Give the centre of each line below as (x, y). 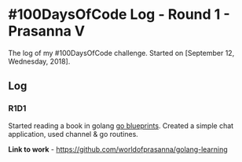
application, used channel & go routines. (73, 134)
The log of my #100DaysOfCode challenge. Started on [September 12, (121, 53)
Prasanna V (47, 31)
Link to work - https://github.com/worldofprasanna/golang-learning (118, 149)
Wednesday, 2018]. (39, 61)
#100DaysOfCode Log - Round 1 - (119, 15)
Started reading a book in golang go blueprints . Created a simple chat (121, 125)
